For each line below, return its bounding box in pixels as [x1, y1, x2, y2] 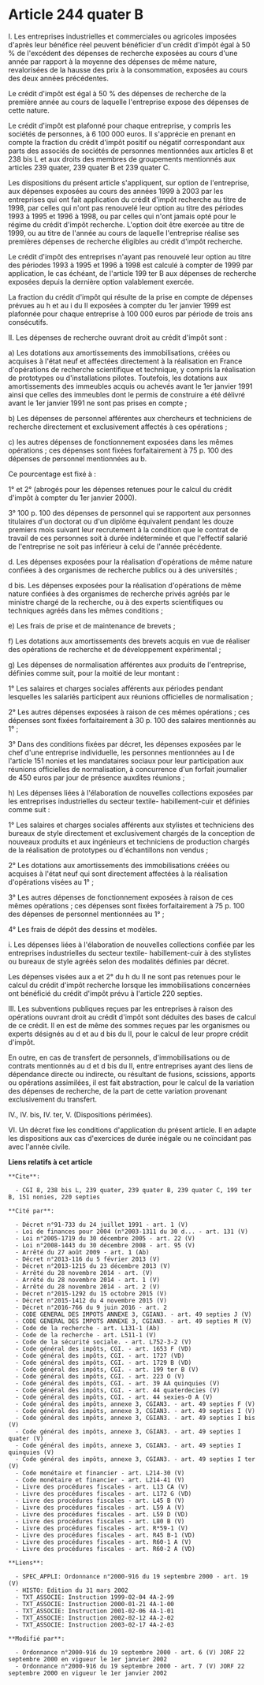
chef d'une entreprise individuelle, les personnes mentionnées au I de [8, 747, 235, 757]
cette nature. [8, 105, 50, 115]
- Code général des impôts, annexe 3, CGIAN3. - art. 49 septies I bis [15, 1414, 256, 1422]
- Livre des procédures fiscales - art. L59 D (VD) [15, 1510, 189, 1519]
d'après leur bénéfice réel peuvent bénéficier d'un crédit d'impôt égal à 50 [8, 39, 251, 49]
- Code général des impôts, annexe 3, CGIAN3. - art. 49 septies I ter [15, 1455, 256, 1463]
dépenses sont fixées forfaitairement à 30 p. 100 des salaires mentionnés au [8, 715, 256, 725]
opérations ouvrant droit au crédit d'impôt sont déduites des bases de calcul [8, 1012, 256, 1022]
